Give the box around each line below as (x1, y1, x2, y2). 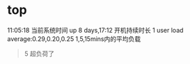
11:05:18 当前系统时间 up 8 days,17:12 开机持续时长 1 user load (7, 26, 184, 34)
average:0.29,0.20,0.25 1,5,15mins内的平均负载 (7, 34, 141, 43)
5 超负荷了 (24, 49, 55, 58)
